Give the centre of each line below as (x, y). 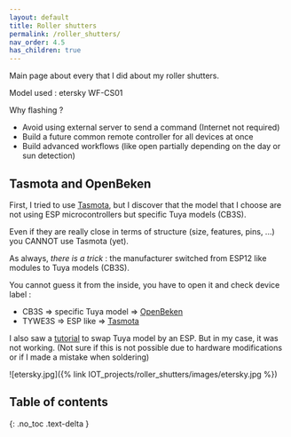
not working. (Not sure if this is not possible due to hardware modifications (145, 347)
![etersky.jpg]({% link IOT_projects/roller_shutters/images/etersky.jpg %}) (143, 374)
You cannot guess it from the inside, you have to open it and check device (145, 284)
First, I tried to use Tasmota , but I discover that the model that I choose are (145, 204)
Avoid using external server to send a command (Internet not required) (151, 127)
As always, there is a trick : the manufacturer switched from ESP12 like (138, 258)
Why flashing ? (36, 110)
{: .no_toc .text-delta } (49, 424)
